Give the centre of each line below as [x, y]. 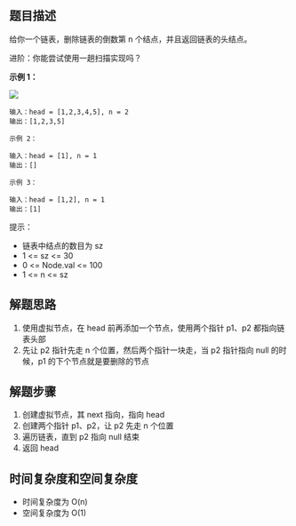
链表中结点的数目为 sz [63, 245]
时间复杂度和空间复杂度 [73, 478]
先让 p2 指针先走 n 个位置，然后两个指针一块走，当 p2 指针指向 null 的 [151, 350]
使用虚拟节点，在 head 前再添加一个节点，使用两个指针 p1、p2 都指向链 [153, 328]
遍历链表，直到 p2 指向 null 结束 [80, 437]
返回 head [40, 448]
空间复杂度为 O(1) [54, 513]
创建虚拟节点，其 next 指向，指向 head [93, 415]
